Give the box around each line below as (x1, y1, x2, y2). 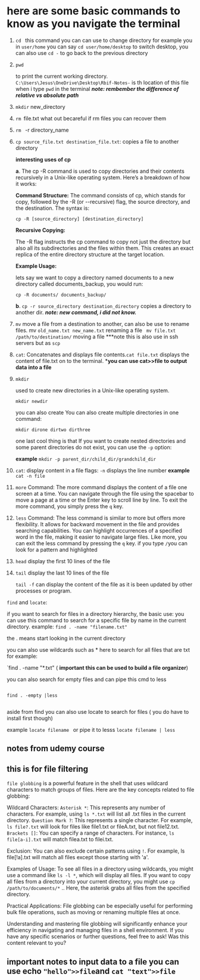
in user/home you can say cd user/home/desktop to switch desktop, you (15, 43, 189, 50)
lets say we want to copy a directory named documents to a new (15, 274, 174, 281)
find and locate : (7, 599, 48, 606)
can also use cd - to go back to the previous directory (15, 49, 148, 56)
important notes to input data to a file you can (7, 957, 179, 967)
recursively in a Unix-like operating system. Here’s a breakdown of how (15, 173, 190, 181)
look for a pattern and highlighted (15, 546, 98, 553)
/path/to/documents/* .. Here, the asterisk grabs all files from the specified (7, 884, 190, 892)
